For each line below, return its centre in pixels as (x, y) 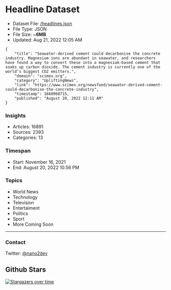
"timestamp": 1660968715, (42, 94)
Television (23, 202)
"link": (22, 85)
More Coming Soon (33, 224)
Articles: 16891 (28, 127)
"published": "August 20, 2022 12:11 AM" (59, 98)
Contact (16, 242)
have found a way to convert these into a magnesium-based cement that (83, 62)
